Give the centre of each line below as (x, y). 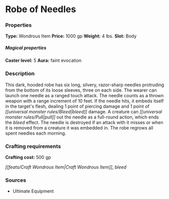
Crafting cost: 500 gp (28, 157)
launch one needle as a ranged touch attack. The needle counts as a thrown (85, 95)
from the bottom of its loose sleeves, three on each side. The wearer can (81, 90)
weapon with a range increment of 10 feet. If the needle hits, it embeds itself (85, 101)
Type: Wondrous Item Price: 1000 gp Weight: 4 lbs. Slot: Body (71, 36)
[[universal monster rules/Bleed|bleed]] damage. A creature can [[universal (84, 111)
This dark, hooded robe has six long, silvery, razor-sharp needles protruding (85, 85)
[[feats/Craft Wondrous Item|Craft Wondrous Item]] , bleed (66, 167)
